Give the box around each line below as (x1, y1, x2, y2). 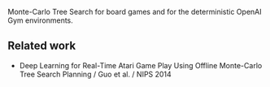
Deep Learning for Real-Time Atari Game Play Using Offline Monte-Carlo (19, 60, 263, 70)
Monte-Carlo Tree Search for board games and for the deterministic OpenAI (7, 7, 262, 16)
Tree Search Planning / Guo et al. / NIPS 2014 (19, 69, 172, 79)
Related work (7, 39, 76, 53)
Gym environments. (7, 15, 74, 25)
